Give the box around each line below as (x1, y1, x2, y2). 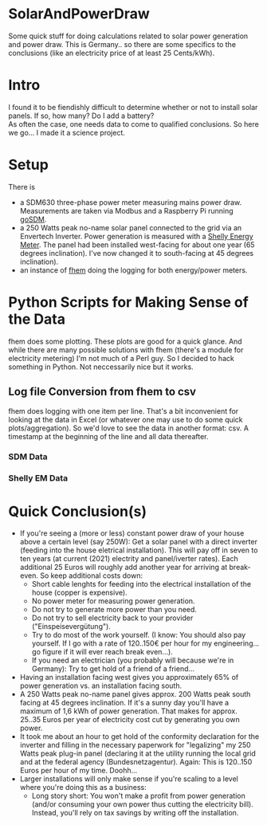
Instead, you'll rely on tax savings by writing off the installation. (31, 808, 239, 818)
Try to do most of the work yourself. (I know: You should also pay (31, 631, 246, 640)
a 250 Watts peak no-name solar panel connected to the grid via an (19, 222, 242, 232)
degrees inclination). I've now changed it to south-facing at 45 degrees (19, 248, 254, 257)
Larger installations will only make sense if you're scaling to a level (19, 774, 239, 784)
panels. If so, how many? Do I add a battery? (8, 111, 155, 120)
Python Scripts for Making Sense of (8, 293, 249, 311)
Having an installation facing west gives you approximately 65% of (19, 673, 239, 682)
